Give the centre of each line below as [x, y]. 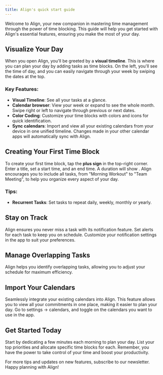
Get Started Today [33, 330]
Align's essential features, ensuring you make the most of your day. [72, 34]
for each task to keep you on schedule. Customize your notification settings [81, 235]
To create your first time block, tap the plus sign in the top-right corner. [77, 163]
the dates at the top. [25, 77]
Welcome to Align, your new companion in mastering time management [77, 23]
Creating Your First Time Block [52, 152]
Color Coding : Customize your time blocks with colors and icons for [80, 115]
